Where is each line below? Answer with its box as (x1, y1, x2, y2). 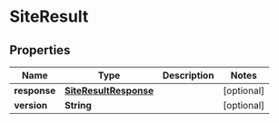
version (14, 99, 48, 111)
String (64, 99, 93, 111)
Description (162, 70, 214, 81)
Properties (9, 43, 71, 58)
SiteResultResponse (64, 84, 154, 97)
